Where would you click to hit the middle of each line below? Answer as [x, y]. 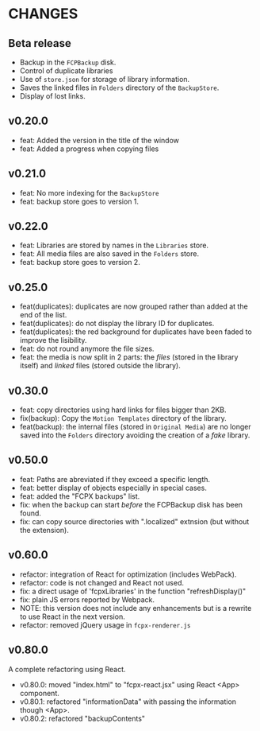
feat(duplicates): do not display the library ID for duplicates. [117, 324]
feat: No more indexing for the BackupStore [89, 192]
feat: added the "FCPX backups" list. [80, 496]
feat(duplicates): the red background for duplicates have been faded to [136, 332]
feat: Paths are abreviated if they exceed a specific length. [115, 479]
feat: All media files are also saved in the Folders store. [109, 254]
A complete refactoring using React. [67, 669]
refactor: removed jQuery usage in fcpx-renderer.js [105, 624]
